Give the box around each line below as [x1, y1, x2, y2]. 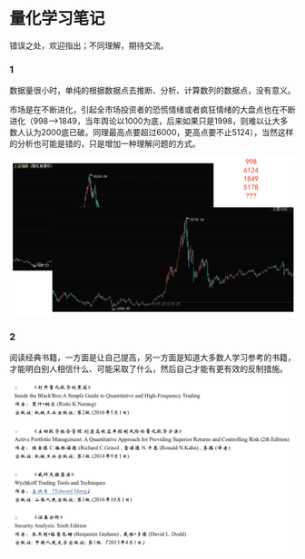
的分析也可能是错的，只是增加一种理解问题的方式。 [9, 138, 201, 150]
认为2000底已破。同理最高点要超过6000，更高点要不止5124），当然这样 [25, 127, 294, 138]
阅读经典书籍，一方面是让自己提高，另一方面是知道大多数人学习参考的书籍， [9, 352, 296, 363]
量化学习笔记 [9, 8, 106, 29]
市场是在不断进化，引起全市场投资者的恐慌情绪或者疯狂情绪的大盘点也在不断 [9, 104, 296, 115]
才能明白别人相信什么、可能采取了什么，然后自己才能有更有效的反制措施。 [9, 364, 288, 375]
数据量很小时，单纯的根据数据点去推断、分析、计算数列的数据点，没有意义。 [9, 85, 296, 96]
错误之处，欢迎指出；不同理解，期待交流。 [9, 40, 169, 51]
